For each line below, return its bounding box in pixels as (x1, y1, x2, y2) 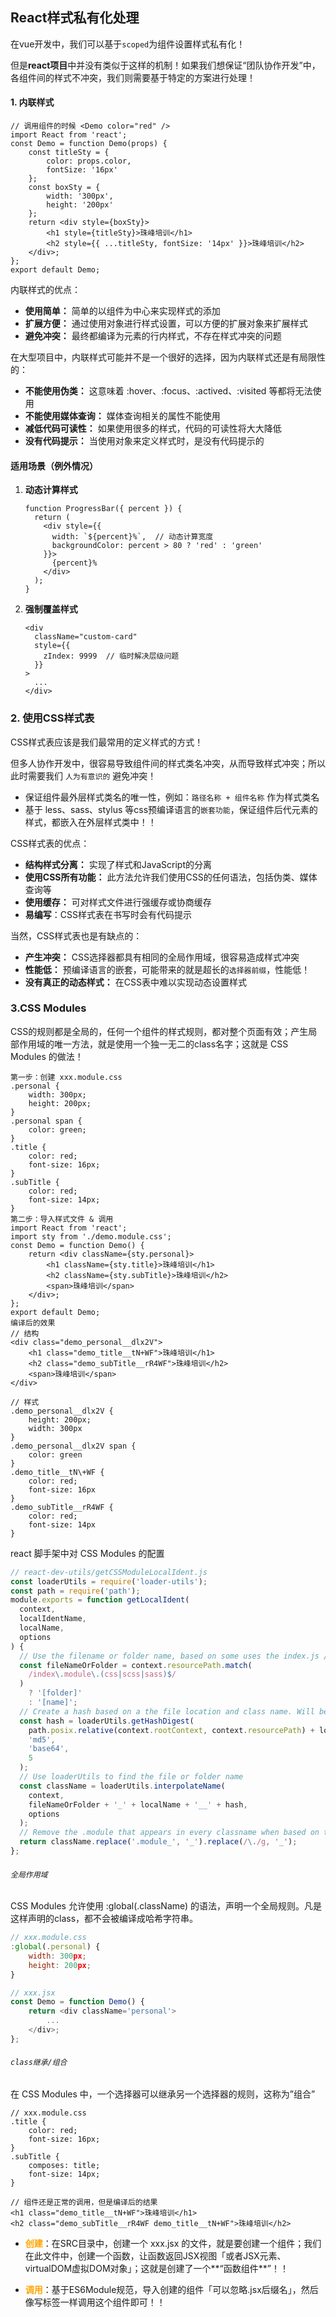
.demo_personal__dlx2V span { (10, 1441, 137, 1451)
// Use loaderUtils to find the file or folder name (19, 1772, 244, 1782)
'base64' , (28, 1744, 70, 1754)
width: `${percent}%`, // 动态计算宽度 (51, 532, 214, 542)
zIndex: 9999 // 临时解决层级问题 (43, 651, 180, 662)
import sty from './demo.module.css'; (10, 1231, 172, 1242)
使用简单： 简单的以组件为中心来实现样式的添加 (24, 305, 221, 317)
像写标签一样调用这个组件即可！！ (24, 2296, 166, 2308)
